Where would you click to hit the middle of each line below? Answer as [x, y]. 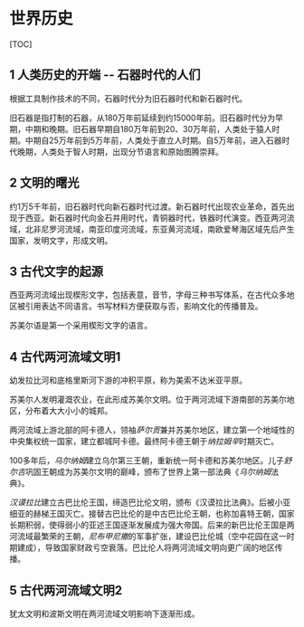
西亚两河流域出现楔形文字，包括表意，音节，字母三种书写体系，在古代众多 [148, 295]
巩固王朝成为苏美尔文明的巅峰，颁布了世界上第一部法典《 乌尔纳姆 [148, 472]
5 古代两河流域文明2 [66, 590]
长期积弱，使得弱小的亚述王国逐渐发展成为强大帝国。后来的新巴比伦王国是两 [152, 525]
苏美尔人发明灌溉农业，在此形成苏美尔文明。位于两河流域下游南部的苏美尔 [148, 400]
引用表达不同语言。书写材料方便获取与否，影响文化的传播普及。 [144, 306]
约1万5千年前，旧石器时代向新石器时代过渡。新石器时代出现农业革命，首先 [148, 206]
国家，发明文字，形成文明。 [61, 240]
